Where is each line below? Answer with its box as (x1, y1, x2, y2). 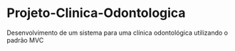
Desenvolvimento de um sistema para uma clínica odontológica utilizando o (6, 28, 229, 37)
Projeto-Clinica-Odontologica (6, 5, 186, 21)
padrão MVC (6, 35, 44, 44)
